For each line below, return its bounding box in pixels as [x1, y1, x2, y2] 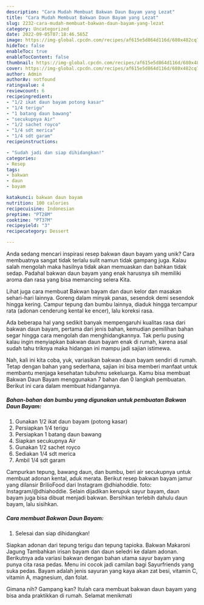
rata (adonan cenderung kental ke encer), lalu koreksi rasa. [6, 307, 154, 314]
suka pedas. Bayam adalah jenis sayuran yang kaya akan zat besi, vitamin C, [6, 567, 198, 574]
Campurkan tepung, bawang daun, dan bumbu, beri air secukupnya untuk [6, 468, 191, 475]
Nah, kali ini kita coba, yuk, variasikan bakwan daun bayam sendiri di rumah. [6, 356, 197, 363]
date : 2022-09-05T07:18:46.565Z [6, 32, 88, 38]
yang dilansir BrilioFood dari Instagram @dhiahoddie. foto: [6, 481, 152, 488]
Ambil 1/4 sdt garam [15, 456, 66, 464]
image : [6, 37, 23, 43]
